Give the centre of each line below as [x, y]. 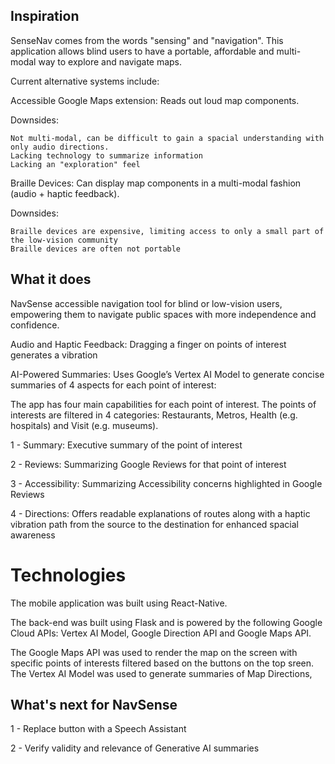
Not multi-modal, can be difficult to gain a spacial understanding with [167, 138]
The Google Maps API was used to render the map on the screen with [154, 652]
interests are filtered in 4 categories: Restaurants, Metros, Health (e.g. [154, 415]
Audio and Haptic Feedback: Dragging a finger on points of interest [148, 344]
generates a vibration [54, 355]
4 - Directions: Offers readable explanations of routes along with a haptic [160, 513]
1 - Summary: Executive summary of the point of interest [126, 445]
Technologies [68, 575]
